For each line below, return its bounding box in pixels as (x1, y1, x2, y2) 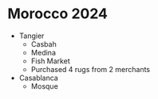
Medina (30, 48, 57, 57)
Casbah (30, 39, 57, 48)
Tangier (18, 31, 45, 40)
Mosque (30, 81, 59, 91)
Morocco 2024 (7, 5, 109, 23)
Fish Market (30, 56, 70, 66)
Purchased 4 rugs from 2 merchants (30, 64, 151, 74)
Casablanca (18, 73, 59, 82)
